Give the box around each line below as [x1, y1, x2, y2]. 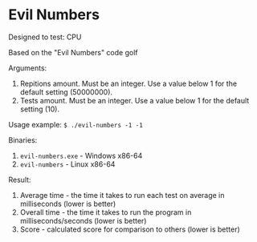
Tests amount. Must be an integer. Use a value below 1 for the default [19, 95, 250, 105]
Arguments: [8, 63, 47, 73]
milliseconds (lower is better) [19, 199, 116, 208]
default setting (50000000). [19, 87, 113, 97]
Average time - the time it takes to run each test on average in [19, 190, 225, 200]
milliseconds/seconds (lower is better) [19, 216, 147, 225]
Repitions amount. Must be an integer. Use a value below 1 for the [19, 79, 238, 88]
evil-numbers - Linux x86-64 [19, 159, 116, 169]
